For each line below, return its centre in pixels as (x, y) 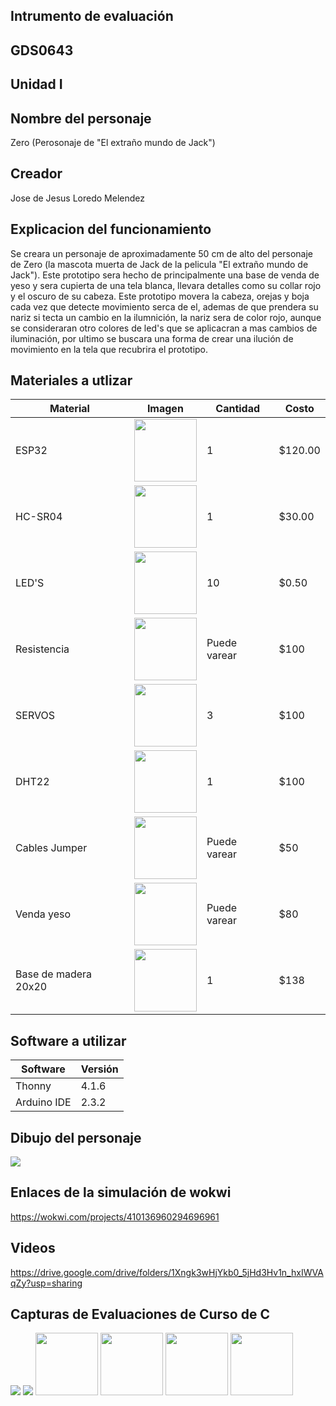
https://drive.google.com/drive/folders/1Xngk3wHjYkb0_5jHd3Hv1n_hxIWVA (167, 1272)
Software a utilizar (68, 1040)
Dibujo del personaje (76, 1137)
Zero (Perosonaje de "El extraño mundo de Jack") (113, 142)
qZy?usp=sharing (46, 1283)
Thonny (33, 1086)
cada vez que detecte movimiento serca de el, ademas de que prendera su (164, 306)
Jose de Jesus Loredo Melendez (78, 198)
